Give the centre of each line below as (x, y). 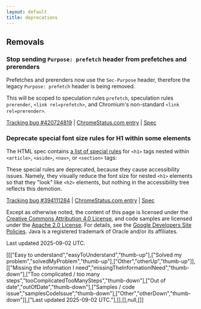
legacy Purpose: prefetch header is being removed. (71, 86)
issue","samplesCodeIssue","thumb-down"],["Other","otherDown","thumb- (99, 293)
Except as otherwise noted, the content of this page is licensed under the (97, 212)
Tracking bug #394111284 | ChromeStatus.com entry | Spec (81, 201)
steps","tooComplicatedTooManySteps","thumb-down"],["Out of (86, 281)
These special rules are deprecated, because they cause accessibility (93, 169)
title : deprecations (32, 18)
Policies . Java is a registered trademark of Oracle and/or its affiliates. (92, 232)
